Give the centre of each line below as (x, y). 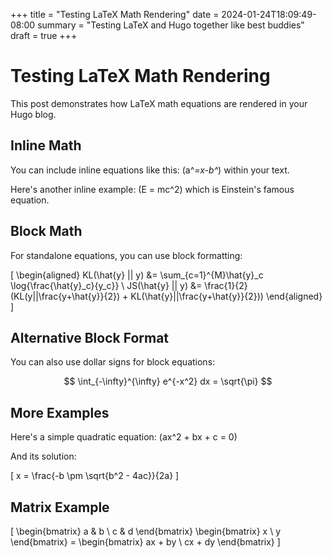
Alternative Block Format (90, 337)
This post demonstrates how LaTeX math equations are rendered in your (159, 103)
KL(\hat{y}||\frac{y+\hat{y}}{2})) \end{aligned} (226, 296)
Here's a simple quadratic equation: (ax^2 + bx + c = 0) (124, 437)
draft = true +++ (44, 35)
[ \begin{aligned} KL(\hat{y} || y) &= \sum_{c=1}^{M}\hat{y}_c (137, 275)
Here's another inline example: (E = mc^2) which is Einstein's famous (152, 189)
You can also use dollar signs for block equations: (113, 362)
